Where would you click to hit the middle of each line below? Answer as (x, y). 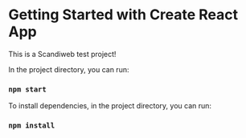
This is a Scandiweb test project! (62, 54)
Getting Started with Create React (123, 15)
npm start (27, 89)
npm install (32, 126)
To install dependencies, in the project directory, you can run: (110, 106)
